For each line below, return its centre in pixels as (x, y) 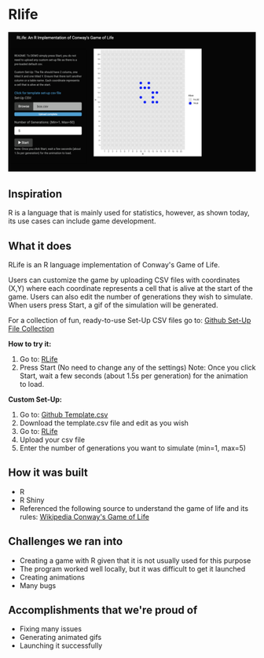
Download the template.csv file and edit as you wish (104, 423)
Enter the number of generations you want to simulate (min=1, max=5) (132, 448)
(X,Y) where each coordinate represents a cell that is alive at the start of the (130, 289)
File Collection (31, 329)
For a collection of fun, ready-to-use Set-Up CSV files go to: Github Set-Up (130, 321)
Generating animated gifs (60, 638)
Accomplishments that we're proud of (103, 610)
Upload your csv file (52, 440)
